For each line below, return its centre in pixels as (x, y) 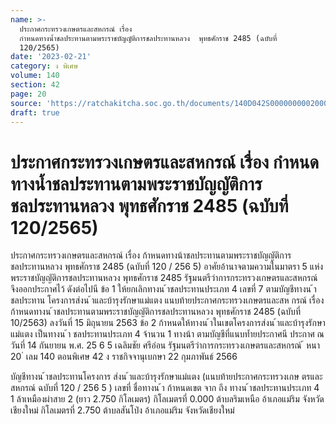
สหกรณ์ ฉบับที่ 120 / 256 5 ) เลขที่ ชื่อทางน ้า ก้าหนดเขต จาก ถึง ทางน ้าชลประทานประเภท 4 (165, 388)
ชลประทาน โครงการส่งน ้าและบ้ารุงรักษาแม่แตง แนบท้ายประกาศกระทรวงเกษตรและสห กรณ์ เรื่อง (167, 300)
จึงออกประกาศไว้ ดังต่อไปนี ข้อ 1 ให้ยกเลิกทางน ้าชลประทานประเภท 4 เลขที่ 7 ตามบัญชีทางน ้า (163, 289)
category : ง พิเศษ (44, 66)
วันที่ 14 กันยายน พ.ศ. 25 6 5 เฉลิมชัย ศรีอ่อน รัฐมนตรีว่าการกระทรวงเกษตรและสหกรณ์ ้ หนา (165, 345)
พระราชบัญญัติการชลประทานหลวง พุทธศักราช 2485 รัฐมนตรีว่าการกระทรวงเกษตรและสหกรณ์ (164, 278)
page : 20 (28, 94)
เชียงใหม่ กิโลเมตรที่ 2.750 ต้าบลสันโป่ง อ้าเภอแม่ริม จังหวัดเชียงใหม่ (122, 410)
